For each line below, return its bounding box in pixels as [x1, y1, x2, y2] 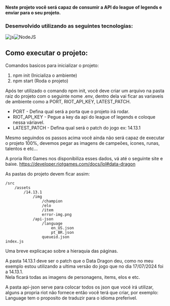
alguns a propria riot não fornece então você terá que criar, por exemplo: [5, 289, 159, 295]
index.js [5, 238, 24, 244]
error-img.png [41, 212, 72, 217]
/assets [14, 185, 31, 190]
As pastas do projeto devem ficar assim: [5, 170, 90, 177]
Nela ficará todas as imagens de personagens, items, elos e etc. [5, 274, 140, 280]
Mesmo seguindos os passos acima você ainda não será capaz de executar [5, 135, 165, 141]
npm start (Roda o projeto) [12, 77, 69, 84]
